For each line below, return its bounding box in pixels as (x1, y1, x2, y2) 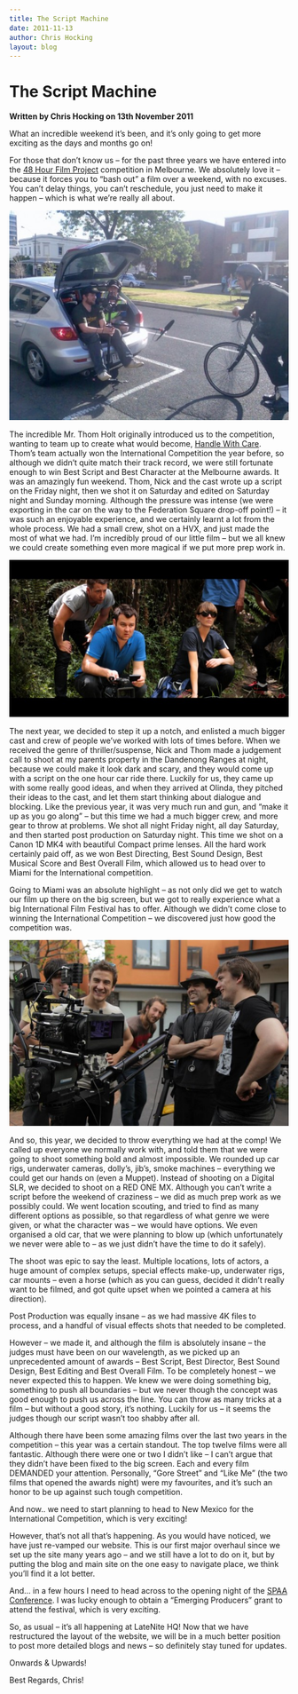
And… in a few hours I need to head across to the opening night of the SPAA (9, 1586, 288, 1596)
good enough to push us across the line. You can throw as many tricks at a (9, 1394, 282, 1405)
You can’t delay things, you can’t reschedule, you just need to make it (9, 183, 263, 194)
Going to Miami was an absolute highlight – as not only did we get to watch (9, 884, 283, 895)
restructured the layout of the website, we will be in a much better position (9, 1631, 281, 1642)
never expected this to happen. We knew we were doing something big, (9, 1375, 271, 1386)
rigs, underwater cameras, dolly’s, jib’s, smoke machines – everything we (9, 1163, 276, 1174)
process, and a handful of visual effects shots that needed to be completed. (9, 1320, 286, 1331)
